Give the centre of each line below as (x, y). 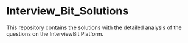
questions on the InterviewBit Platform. (55, 33)
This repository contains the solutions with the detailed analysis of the (94, 27)
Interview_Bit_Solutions (68, 11)
